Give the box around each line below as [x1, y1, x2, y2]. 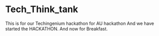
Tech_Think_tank [5, 4, 78, 15]
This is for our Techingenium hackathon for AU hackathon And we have [5, 20, 154, 26]
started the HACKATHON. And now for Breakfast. [5, 25, 108, 31]
